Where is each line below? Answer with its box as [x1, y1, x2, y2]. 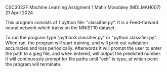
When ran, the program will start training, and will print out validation [5, 40, 148, 46]
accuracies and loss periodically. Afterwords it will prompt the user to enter [5, 45, 162, 51]
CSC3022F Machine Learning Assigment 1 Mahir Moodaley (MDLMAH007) [5, 5, 161, 10]
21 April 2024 [5, 10, 33, 16]
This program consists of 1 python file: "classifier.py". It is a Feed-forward [5, 20, 158, 25]
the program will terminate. [5, 61, 62, 67]
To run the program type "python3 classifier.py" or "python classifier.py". [5, 35, 158, 40]
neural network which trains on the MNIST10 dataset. [5, 25, 116, 31]
